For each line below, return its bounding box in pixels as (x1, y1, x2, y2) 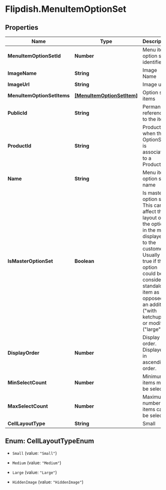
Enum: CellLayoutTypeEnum (5, 437, 94, 445)
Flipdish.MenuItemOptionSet (5, 3, 127, 15)
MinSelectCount (7, 379, 47, 386)
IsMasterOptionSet (7, 258, 53, 264)
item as (142, 289, 160, 296)
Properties (5, 23, 39, 32)
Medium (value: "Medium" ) (12, 460, 62, 466)
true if (142, 258, 157, 264)
